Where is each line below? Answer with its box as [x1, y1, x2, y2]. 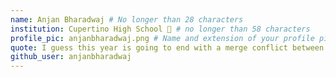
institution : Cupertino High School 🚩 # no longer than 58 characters [10, 24, 311, 34]
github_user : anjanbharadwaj [10, 52, 132, 62]
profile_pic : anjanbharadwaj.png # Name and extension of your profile [10, 33, 315, 43]
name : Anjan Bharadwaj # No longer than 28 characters [10, 14, 244, 25]
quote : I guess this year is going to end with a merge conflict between [10, 42, 325, 53]
